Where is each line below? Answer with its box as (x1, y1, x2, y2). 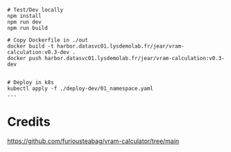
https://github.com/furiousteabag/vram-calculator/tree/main (7, 137, 180, 145)
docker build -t (7, 43, 54, 50)
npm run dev (7, 19, 42, 26)
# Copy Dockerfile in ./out (7, 37, 89, 44)
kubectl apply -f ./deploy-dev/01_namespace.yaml (7, 85, 154, 92)
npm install (7, 12, 42, 19)
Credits (7, 114, 51, 130)
